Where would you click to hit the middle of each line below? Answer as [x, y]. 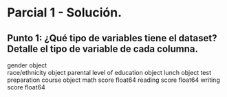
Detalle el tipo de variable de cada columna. [102, 48]
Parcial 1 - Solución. [65, 13]
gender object [27, 65]
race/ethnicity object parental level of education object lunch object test [109, 73]
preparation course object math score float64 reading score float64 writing [113, 80]
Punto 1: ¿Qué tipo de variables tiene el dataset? [112, 38]
